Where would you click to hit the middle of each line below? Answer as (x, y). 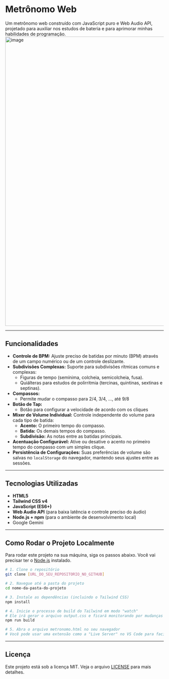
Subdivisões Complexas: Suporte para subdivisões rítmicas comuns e (86, 367)
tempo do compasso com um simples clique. (59, 447)
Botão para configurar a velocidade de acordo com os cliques (84, 410)
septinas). (30, 388)
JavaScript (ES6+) (32, 506)
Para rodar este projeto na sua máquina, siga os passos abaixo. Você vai (80, 555)
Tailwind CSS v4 (30, 501)
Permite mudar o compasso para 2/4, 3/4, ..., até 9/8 (75, 398)
